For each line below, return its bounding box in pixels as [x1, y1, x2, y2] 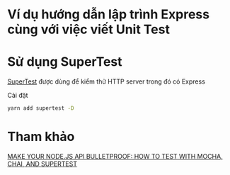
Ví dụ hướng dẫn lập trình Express [7, 6, 210, 23]
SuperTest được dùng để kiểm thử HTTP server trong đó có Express [7, 77, 205, 86]
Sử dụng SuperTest [7, 54, 122, 70]
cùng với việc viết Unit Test [7, 21, 170, 38]
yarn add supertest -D [7, 105, 74, 112]
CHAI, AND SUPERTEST [7, 159, 78, 168]
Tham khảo [7, 129, 75, 145]
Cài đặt [7, 91, 28, 100]
